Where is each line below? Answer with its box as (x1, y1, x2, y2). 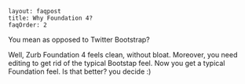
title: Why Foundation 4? (8, 14, 93, 22)
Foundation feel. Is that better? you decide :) (8, 67, 152, 76)
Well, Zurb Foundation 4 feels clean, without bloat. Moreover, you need (8, 50, 238, 59)
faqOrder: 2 (8, 21, 47, 29)
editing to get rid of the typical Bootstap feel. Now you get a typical (8, 59, 225, 68)
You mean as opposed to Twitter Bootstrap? (8, 35, 151, 44)
